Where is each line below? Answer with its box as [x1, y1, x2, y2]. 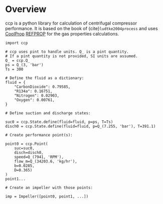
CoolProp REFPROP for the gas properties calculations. [5, 31, 119, 37]
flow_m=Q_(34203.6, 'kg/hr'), [14, 159, 78, 164]
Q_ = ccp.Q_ [5, 58, 30, 63]
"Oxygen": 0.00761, [14, 97, 55, 102]
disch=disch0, [14, 150, 44, 155]
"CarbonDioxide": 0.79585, [14, 84, 71, 89]
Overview [5, 4, 47, 15]
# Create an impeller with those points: [5, 185, 93, 190]
